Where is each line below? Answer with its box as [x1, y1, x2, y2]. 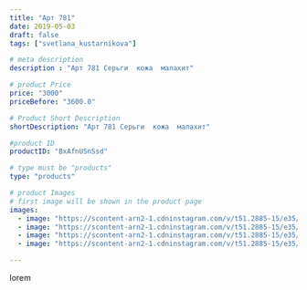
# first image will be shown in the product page [9, 197, 203, 206]
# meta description [9, 56, 84, 65]
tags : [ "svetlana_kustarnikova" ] [9, 38, 137, 48]
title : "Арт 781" [9, 13, 76, 23]
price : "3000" [9, 88, 64, 98]
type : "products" [9, 172, 76, 181]
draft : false [9, 30, 59, 39]
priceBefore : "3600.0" [9, 97, 96, 106]
